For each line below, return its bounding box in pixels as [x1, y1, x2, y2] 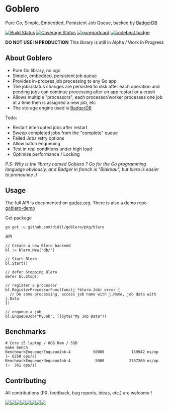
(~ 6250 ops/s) [5, 354, 37, 359]
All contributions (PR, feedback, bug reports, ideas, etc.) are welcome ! [5, 390, 152, 396]
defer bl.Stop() [5, 274, 39, 279]
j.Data [5, 296, 19, 301]
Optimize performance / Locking [12, 151, 80, 157]
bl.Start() [5, 261, 28, 266]
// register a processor [5, 283, 57, 288]
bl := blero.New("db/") [5, 248, 55, 253]
